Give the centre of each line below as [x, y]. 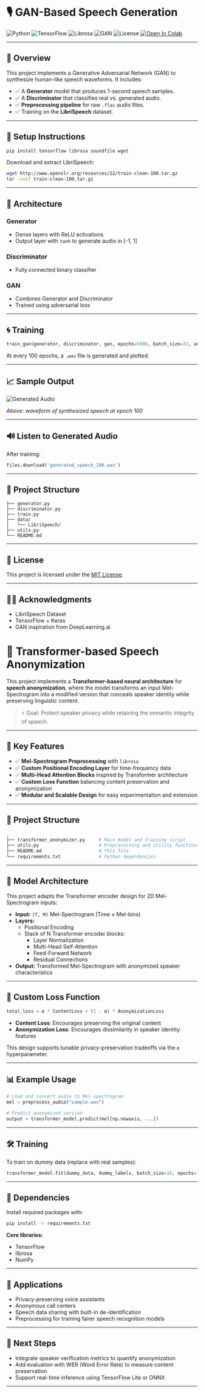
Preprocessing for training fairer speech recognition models [90, 1319]
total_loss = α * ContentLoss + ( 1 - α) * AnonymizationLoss [85, 1011]
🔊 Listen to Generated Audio [62, 436]
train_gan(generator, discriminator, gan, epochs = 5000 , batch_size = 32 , [99, 344]
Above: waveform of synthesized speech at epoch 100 [75, 410]
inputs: [49, 902]
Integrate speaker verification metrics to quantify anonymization [95, 1358]
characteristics [34, 972]
